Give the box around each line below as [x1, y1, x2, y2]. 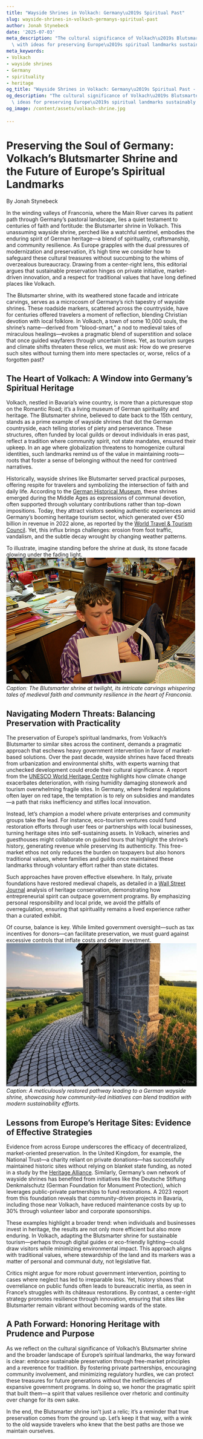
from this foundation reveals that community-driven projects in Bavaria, [6, 1194, 184, 1202]
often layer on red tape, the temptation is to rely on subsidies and [6, 792, 169, 799]
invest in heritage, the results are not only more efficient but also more [6, 1226, 181, 1233]
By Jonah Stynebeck [6, 197, 59, 205]
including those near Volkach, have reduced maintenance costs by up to [6, 1201, 186, 1208]
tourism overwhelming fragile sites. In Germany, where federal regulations [6, 786, 191, 793]
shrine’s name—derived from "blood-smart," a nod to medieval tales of [6, 324, 182, 331]
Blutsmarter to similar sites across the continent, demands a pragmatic [6, 740, 182, 748]
